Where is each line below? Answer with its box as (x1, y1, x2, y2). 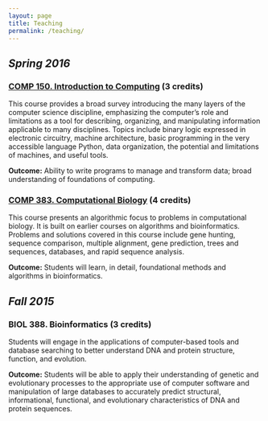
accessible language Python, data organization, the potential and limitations (8, 142, 259, 151)
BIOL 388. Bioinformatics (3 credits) (8, 319, 152, 330)
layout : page (8, 11, 52, 20)
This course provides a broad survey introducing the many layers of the (8, 99, 245, 109)
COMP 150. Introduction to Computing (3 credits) (8, 80, 204, 92)
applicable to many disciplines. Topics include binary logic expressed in (8, 125, 246, 134)
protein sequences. (8, 404, 72, 414)
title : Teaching (8, 19, 63, 27)
